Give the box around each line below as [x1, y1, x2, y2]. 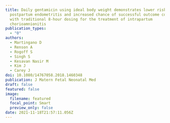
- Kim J [10, 63, 26, 68]
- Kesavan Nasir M [10, 59, 49, 64]
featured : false [5, 86, 39, 92]
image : [5, 91, 19, 96]
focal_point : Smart [10, 101, 51, 106]
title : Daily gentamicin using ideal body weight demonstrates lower [5, 7, 155, 13]
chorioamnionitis [10, 21, 47, 27]
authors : [5, 36, 24, 41]
